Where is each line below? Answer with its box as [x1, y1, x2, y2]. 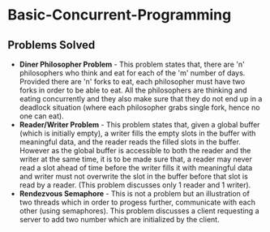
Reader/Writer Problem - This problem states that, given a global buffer [19, 120, 260, 129]
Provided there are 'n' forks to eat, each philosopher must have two [19, 77, 246, 86]
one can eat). [19, 111, 64, 121]
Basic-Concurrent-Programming [7, 6, 232, 24]
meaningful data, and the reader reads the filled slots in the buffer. [19, 137, 241, 147]
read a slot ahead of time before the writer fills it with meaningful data [19, 163, 253, 172]
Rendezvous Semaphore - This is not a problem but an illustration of [19, 189, 251, 198]
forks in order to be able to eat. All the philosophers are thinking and [19, 85, 248, 95]
